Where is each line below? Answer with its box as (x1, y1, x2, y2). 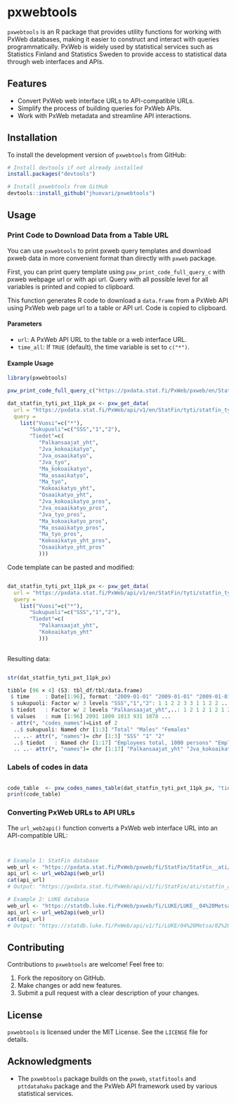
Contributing (7, 941, 65, 953)
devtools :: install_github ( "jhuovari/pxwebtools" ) (7, 190, 156, 197)
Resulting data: (7, 654, 51, 663)
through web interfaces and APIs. (7, 57, 104, 65)
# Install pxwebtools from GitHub (7, 184, 109, 191)
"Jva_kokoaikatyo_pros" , (38, 498, 112, 505)
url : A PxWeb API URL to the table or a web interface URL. (17, 335, 188, 343)
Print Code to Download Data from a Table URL (7, 230, 169, 240)
